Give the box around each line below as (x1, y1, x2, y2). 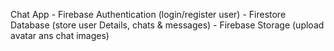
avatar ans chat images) (10, 30, 110, 41)
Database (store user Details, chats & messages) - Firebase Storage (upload (10, 19, 325, 31)
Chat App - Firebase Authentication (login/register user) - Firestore (10, 9, 287, 20)
